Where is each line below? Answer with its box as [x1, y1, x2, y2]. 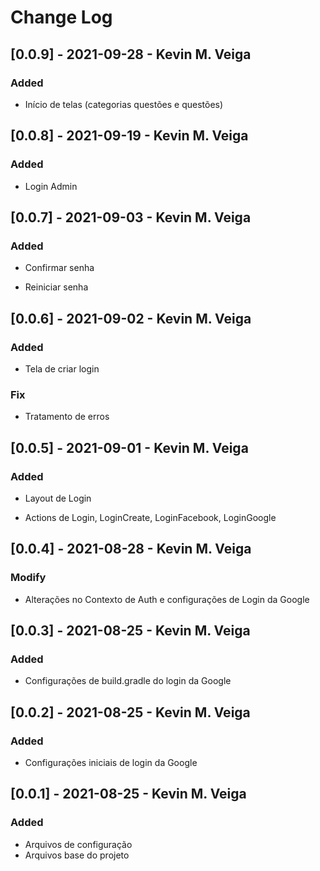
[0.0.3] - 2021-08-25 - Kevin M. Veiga [10, 622, 251, 639]
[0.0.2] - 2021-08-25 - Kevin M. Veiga [10, 704, 251, 721]
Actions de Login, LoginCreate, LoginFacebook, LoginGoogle [24, 511, 277, 523]
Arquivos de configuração [24, 838, 133, 850]
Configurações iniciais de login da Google [24, 756, 198, 768]
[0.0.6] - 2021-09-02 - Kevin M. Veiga [10, 310, 252, 327]
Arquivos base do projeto [24, 849, 130, 861]
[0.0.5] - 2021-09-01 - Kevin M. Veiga [10, 439, 249, 456]
